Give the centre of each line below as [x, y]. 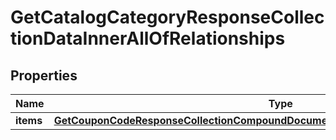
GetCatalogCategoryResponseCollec [167, 17]
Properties [44, 75]
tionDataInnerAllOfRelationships [148, 38]
